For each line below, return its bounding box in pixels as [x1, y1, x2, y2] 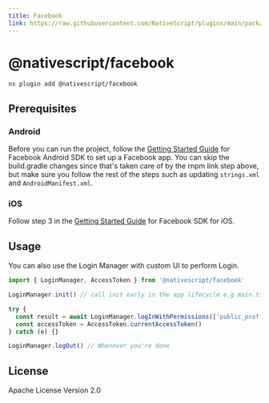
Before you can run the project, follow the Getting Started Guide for [8, 144, 231, 154]
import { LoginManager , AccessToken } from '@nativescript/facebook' [8, 276, 246, 284]
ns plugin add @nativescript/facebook [8, 80, 138, 88]
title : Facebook [8, 11, 62, 20]
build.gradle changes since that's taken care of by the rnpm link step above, [8, 161, 259, 171]
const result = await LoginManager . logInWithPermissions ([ [15, 312, 217, 320]
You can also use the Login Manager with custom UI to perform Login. [8, 261, 239, 271]
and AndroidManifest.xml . [8, 178, 94, 188]
